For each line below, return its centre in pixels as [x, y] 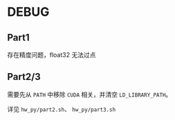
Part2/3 [24, 77]
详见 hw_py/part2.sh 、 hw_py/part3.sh [62, 109]
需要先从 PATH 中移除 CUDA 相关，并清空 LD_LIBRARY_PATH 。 [90, 94]
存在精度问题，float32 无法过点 [52, 55]
